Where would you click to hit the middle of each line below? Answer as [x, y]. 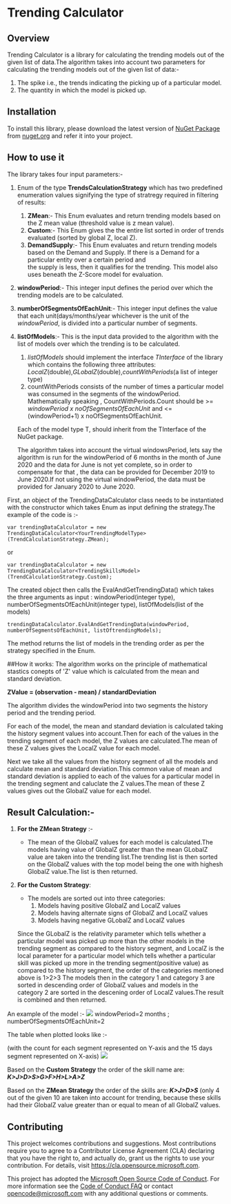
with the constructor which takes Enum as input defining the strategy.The [111, 507]
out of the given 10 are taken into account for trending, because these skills [114, 1098]
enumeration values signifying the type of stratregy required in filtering [118, 195]
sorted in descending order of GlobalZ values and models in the [108, 985]
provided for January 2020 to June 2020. [76, 486]
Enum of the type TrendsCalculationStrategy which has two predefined [120, 187]
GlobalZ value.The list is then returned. [82, 872]
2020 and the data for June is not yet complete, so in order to [105, 465]
